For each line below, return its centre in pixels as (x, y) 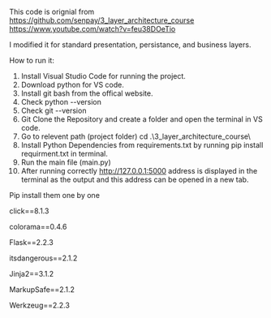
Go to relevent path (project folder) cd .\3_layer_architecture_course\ (135, 136)
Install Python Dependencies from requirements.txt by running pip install (142, 145)
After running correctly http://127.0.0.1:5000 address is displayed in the (139, 171)
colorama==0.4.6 (38, 227)
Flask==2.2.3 (31, 242)
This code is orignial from (52, 12)
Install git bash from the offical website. (87, 93)
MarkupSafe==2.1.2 (42, 290)
